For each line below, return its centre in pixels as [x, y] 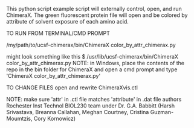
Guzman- [162, 112]
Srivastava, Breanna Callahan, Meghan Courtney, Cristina [78, 112]
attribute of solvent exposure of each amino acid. [67, 21]
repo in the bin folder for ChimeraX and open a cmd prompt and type [92, 69]
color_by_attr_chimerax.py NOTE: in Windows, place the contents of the [95, 63]
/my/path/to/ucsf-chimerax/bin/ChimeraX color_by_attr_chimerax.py [91, 45]
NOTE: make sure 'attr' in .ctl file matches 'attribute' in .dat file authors [94, 99]
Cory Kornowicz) [55, 118]
